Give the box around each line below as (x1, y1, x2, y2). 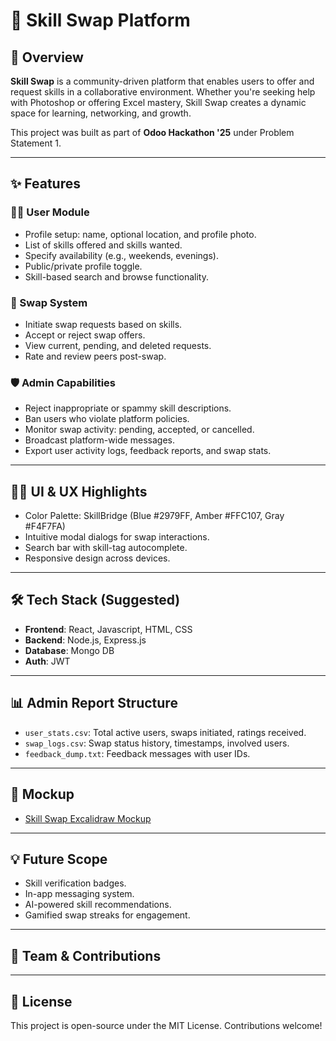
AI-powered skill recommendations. (24, 899, 172, 911)
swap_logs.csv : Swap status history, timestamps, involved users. (24, 737, 290, 749)
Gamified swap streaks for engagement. (24, 909, 191, 921)
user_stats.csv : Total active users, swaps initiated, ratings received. (24, 726, 307, 738)
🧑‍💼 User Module (10, 205, 90, 219)
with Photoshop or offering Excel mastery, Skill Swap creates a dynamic (10, 97, 307, 108)
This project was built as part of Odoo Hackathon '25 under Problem (10, 127, 295, 138)
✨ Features (10, 175, 81, 193)
